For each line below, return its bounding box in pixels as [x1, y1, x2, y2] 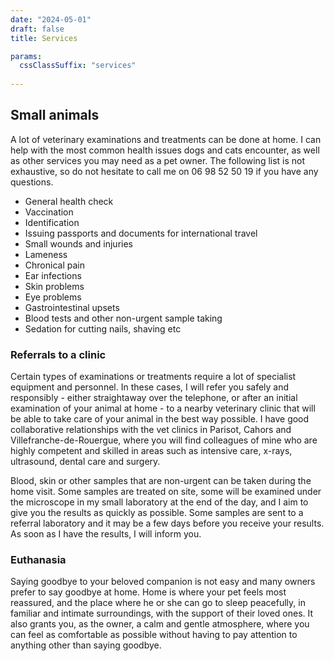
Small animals [10, 107, 100, 124]
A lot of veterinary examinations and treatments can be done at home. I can [10, 133, 322, 145]
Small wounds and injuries [24, 237, 133, 250]
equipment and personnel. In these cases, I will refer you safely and [10, 381, 290, 393]
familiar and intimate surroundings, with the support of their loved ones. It [10, 607, 314, 620]
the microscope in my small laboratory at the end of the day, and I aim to [10, 496, 309, 508]
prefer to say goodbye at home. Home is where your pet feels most [10, 586, 287, 598]
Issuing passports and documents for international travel [24, 227, 258, 239]
